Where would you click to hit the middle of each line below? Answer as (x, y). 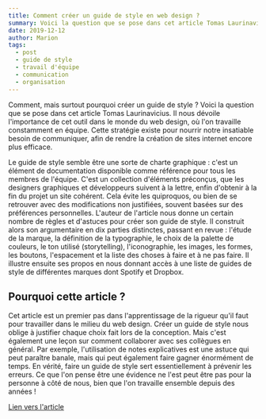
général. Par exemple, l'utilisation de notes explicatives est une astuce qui (129, 349)
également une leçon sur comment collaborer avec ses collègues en (120, 341)
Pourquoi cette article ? (67, 296)
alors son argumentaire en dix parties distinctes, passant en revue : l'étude (130, 229)
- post (26, 52)
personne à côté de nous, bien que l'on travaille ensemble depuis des (122, 383)
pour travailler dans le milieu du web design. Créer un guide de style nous (129, 324)
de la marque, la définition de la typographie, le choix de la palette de (121, 238)
